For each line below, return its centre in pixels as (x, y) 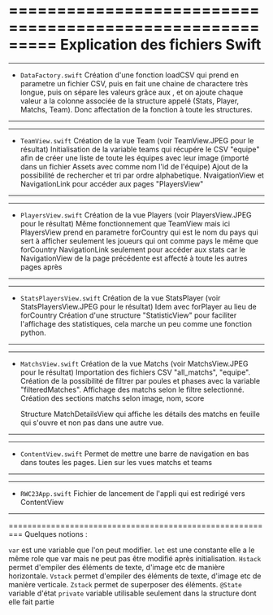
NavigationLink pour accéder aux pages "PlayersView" (112, 183)
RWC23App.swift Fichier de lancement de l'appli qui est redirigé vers (132, 493)
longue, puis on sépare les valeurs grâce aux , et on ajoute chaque (132, 92)
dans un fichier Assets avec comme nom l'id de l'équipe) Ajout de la (134, 166)
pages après (41, 266)
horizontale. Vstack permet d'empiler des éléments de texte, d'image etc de (135, 576)
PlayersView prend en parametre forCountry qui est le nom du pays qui (139, 232)
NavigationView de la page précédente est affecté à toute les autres (134, 258)
